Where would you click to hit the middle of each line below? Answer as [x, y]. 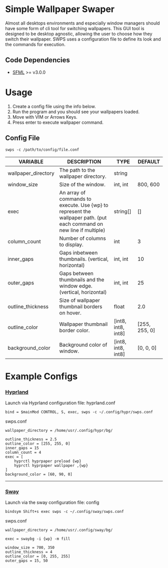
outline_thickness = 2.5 [31, 439]
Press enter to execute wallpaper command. [58, 122]
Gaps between [76, 273]
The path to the [77, 170]
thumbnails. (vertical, [84, 259]
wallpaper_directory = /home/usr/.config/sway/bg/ [59, 530]
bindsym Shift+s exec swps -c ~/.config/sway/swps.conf [64, 512]
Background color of [83, 345]
